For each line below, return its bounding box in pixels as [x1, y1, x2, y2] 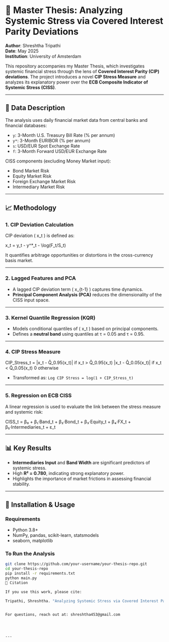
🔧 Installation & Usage [5, 500, 75, 509]
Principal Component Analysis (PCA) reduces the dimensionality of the [12, 291, 162, 297]
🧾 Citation [5, 580, 28, 585]
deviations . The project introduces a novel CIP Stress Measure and [5, 73, 146, 79]
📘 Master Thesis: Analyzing [5, 5, 123, 16]
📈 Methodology [5, 204, 57, 212]
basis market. [5, 258, 34, 264]
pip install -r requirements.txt [5, 571, 75, 576]
